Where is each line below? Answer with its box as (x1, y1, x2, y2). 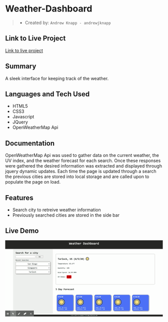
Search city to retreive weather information (12, 207, 101, 213)
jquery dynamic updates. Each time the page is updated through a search (5, 169, 156, 175)
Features (5, 194, 33, 202)
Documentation (5, 139, 55, 147)
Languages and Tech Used (5, 90, 90, 98)
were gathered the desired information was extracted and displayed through (5, 163, 162, 169)
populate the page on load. (5, 179, 61, 185)
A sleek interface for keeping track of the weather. (5, 75, 109, 81)
